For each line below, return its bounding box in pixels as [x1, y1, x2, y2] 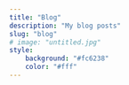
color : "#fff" [25, 63, 77, 72]
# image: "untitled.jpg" [9, 37, 101, 47]
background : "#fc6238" [25, 54, 109, 63]
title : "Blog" [9, 12, 62, 22]
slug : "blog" [9, 29, 58, 38]
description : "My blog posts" [9, 21, 122, 30]
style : [9, 46, 34, 55]
